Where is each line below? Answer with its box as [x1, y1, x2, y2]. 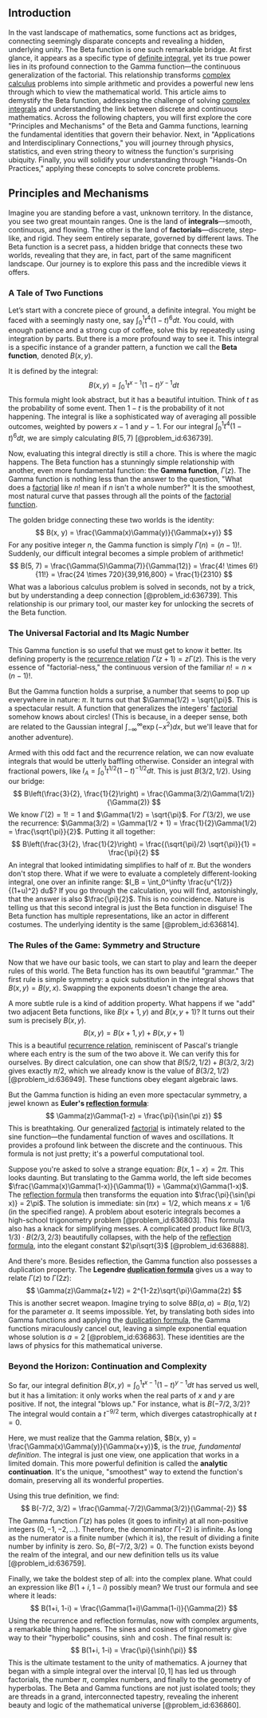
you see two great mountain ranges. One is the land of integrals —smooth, [8, 216, 253, 226]
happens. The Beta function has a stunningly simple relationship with [8, 457, 235, 467]
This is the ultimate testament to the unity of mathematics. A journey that [8, 1657, 247, 1667]
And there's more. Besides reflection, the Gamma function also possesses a [8, 1256, 257, 1266]
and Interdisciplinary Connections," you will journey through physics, [8, 137, 234, 147]
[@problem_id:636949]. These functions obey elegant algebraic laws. [8, 1075, 238, 1084]
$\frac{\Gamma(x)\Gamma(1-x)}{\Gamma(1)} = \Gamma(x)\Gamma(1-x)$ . [8, 1182, 249, 1191]
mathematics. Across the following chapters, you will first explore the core [8, 112, 253, 122]
